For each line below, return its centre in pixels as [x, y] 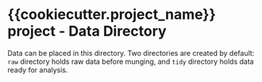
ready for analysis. [38, 69]
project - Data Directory [87, 31]
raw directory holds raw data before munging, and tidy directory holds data [131, 61]
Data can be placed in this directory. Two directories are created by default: [131, 53]
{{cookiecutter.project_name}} [112, 15]
